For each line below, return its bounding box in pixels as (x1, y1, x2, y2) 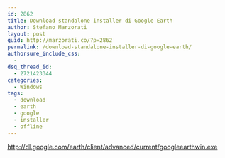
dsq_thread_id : (7, 63, 53, 70)
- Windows (13, 83, 43, 90)
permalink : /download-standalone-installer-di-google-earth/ (7, 43, 192, 51)
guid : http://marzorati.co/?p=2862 (7, 37, 113, 44)
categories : (7, 76, 43, 84)
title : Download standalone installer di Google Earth (7, 17, 173, 24)
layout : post (7, 30, 46, 38)
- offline (13, 122, 43, 130)
